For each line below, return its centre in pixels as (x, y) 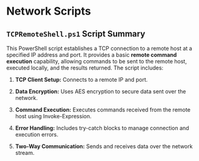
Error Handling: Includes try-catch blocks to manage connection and (102, 128)
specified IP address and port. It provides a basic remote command (92, 55)
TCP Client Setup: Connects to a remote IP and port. (81, 80)
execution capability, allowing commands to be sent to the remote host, (97, 61)
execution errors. (37, 134)
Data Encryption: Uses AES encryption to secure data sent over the (100, 91)
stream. (25, 153)
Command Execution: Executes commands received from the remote (103, 110)
